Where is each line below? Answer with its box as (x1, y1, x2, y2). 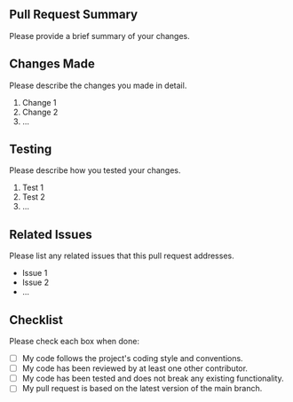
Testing (9, 142, 52, 157)
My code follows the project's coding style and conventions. (21, 353, 243, 364)
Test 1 (21, 182, 44, 193)
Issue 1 (21, 268, 48, 279)
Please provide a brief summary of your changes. (9, 30, 191, 41)
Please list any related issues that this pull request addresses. (9, 250, 234, 261)
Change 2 (21, 106, 59, 117)
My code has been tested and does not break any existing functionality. (21, 373, 284, 384)
